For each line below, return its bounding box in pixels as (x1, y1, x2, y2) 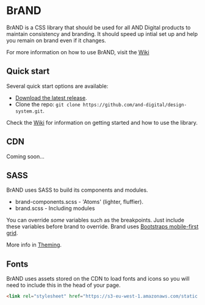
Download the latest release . (15, 94, 87, 101)
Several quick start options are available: (6, 82, 109, 89)
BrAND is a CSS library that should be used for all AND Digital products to (6, 24, 191, 31)
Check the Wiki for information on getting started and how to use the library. (6, 119, 198, 126)
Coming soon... (6, 153, 45, 160)
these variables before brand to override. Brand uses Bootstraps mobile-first (6, 223, 199, 230)
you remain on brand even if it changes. (6, 37, 107, 44)
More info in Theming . (6, 241, 62, 248)
